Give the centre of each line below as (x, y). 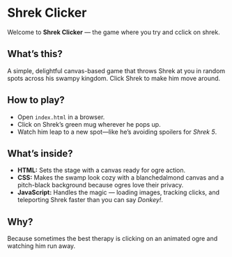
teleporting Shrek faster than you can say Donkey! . (90, 200)
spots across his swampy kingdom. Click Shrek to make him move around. (114, 78)
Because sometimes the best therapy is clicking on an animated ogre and (113, 239)
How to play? (36, 100)
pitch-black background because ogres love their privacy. (100, 185)
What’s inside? (40, 154)
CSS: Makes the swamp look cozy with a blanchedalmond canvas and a (121, 178)
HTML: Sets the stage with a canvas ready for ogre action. (101, 170)
